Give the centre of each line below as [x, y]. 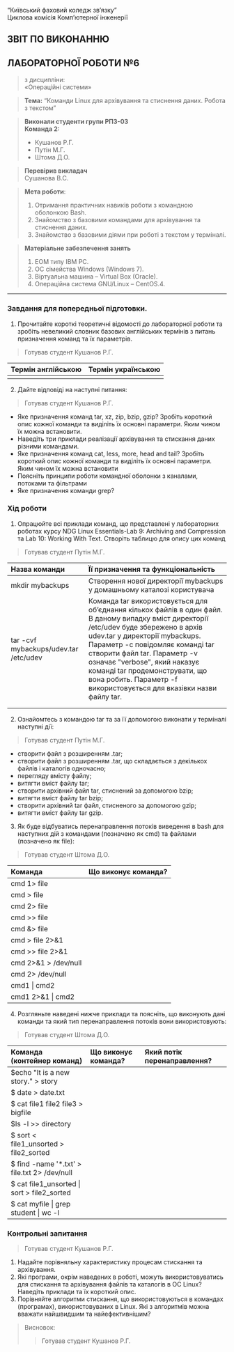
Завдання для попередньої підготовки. [77, 309]
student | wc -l [35, 1213]
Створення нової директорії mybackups [156, 581]
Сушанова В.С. [46, 178]
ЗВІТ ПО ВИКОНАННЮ [58, 39]
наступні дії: [36, 726]
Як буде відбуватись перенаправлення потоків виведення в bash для [120, 826]
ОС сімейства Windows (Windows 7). [89, 269]
